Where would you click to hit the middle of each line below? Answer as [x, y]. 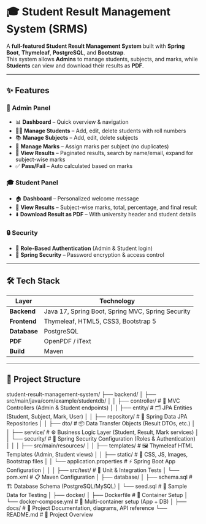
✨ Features [28, 90]
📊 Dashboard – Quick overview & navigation [72, 122]
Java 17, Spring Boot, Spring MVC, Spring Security [117, 311]
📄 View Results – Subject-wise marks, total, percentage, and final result [106, 207]
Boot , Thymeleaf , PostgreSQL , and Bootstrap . [66, 52]
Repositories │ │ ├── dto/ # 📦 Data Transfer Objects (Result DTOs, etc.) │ [101, 423]
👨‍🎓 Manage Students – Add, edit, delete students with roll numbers [101, 131]
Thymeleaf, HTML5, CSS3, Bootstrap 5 [100, 321]
